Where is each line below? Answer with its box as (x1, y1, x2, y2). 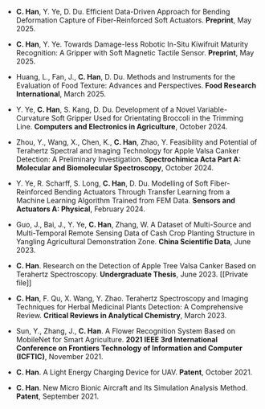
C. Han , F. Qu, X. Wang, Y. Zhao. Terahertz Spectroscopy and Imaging (15, 293, 249, 303)
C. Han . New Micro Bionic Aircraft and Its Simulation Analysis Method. (15, 383, 248, 392)
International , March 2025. (15, 89, 107, 99)
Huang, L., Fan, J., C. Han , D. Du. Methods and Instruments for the (15, 72, 235, 81)
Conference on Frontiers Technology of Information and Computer (15, 343, 243, 353)
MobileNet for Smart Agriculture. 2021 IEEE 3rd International (15, 335, 218, 344)
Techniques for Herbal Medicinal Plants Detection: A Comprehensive (15, 302, 243, 312)
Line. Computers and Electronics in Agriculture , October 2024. (15, 122, 228, 131)
